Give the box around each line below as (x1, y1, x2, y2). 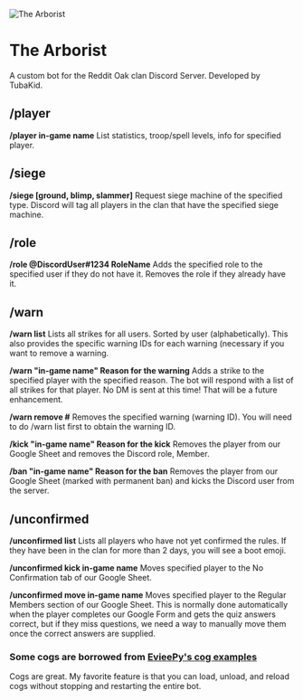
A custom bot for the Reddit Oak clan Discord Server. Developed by (9, 70, 260, 80)
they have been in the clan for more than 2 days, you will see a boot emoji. (9, 545, 287, 555)
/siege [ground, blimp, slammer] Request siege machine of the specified (9, 190, 283, 201)
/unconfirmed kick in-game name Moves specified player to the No (9, 563, 264, 573)
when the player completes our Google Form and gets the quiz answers (9, 609, 276, 620)
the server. (9, 485, 50, 497)
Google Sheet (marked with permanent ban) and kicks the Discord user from (9, 476, 295, 487)
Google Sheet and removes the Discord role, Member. (9, 449, 210, 459)
